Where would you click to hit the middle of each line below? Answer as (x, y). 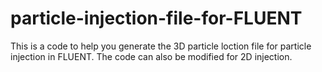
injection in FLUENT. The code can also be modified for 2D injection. (151, 56)
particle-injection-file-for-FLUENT (156, 18)
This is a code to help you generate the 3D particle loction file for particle (161, 46)
